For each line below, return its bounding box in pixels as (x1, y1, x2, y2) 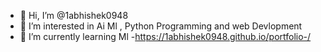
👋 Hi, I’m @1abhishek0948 (19, 10, 129, 21)
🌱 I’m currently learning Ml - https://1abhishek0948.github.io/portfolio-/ (19, 31, 312, 42)
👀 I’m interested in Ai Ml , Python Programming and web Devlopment (19, 20, 303, 32)
